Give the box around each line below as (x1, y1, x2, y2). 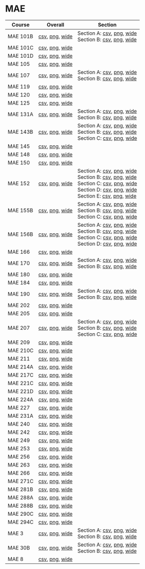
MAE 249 (7, 437, 30, 444)
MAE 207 (7, 324, 30, 331)
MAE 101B (7, 33, 33, 40)
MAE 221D (7, 388, 34, 395)
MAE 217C (7, 371, 34, 378)
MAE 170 (7, 259, 30, 266)
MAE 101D (7, 52, 34, 59)
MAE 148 (7, 151, 30, 158)
